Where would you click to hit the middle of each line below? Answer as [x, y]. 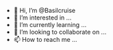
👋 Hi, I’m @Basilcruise [45, 10]
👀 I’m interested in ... [42, 18]
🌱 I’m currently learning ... [50, 25]
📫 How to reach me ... [45, 40]
